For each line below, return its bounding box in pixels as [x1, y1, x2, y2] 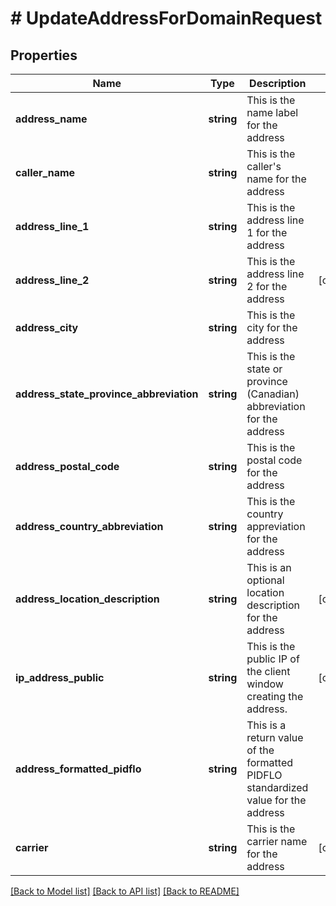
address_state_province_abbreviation [15, 387, 199, 401]
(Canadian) [246, 387, 300, 401]
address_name [15, 112, 88, 126]
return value [246, 731, 304, 744]
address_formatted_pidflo [15, 762, 142, 776]
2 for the [246, 280, 288, 293]
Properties [10, 47, 78, 64]
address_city [15, 321, 79, 334]
